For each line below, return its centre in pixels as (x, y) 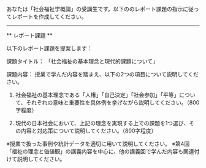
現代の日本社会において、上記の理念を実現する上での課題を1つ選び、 (102, 123)
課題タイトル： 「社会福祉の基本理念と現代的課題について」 (82, 61)
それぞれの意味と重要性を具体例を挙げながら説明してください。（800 (113, 102)
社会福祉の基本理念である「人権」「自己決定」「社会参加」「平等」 (97, 95)
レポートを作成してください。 (49, 16)
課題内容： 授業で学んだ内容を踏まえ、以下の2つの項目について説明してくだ (103, 74)
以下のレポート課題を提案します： (49, 48)
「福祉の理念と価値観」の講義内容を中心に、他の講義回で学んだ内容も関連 (100, 151)
